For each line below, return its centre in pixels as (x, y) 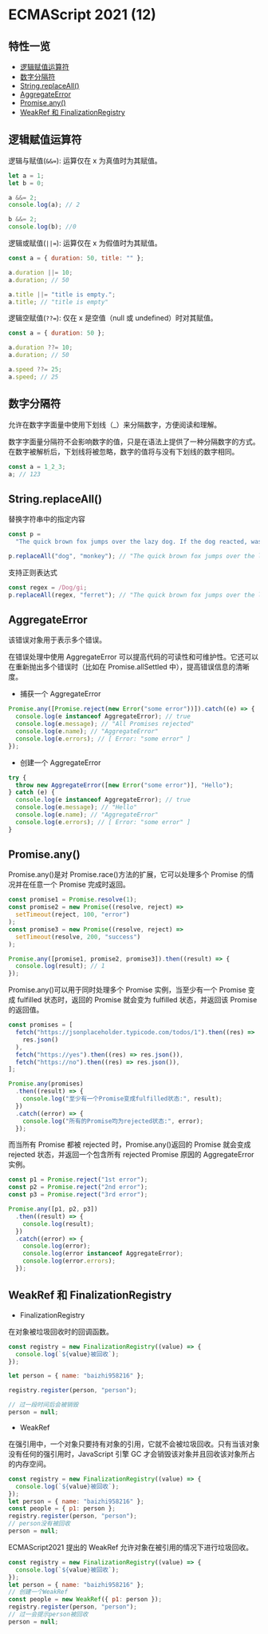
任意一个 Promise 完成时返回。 (79, 885)
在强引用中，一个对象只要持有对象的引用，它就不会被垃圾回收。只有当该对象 (134, 1444)
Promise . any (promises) (46, 1084)
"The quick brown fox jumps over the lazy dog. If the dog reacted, (132, 542)
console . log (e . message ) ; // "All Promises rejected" (105, 724)
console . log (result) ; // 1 (60, 966)
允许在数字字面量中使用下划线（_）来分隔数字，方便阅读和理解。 (115, 424)
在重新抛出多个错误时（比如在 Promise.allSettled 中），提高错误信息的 (122, 667)
